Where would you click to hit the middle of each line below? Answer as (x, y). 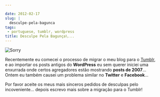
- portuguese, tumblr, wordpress (41, 32)
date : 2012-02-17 (22, 14)
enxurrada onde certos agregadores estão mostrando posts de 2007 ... (76, 70)
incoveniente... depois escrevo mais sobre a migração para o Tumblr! (74, 89)
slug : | (13, 18)
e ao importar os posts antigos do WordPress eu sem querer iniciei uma (77, 65)
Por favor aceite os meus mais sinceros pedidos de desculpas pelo (72, 84)
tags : (10, 27)
